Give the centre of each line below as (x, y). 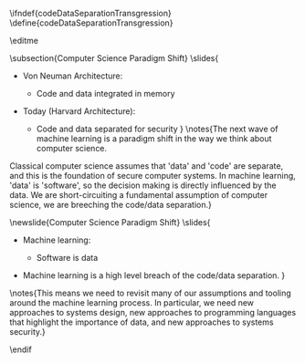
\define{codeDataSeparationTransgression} (91, 23)
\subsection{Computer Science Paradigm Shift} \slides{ (114, 58)
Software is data (67, 258)
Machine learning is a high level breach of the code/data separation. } (154, 275)
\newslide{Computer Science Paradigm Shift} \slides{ (110, 222)
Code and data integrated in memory (105, 93)
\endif (21, 349)
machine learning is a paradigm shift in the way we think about (154, 139)
